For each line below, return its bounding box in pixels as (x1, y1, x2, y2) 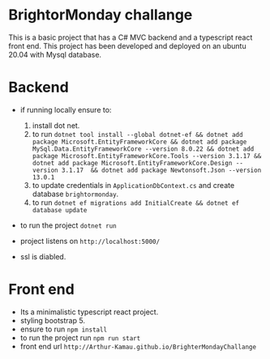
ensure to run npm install (19, 324, 108, 334)
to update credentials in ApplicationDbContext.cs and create (32, 180, 235, 190)
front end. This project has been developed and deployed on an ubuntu (8, 41, 246, 50)
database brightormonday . (32, 189, 119, 199)
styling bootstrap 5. (19, 315, 85, 325)
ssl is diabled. (19, 251, 66, 261)
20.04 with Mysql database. (8, 49, 102, 59)
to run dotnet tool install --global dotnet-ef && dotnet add (32, 129, 243, 139)
